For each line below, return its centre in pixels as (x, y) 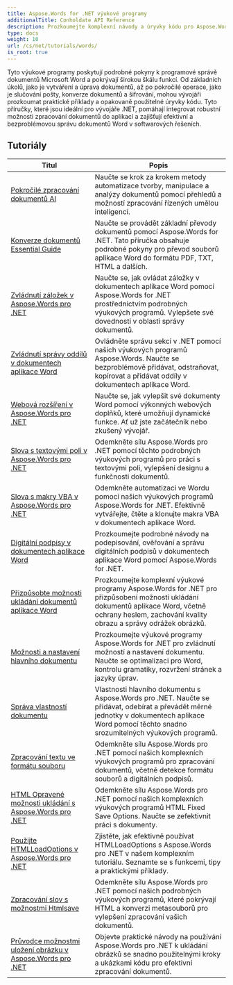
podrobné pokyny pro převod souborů (157, 249)
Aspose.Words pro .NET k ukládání (151, 945)
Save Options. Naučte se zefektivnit (153, 816)
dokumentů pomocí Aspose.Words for (156, 231)
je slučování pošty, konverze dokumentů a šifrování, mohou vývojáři (104, 94)
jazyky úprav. (116, 678)
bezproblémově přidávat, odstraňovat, (157, 367)
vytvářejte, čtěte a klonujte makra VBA (157, 513)
